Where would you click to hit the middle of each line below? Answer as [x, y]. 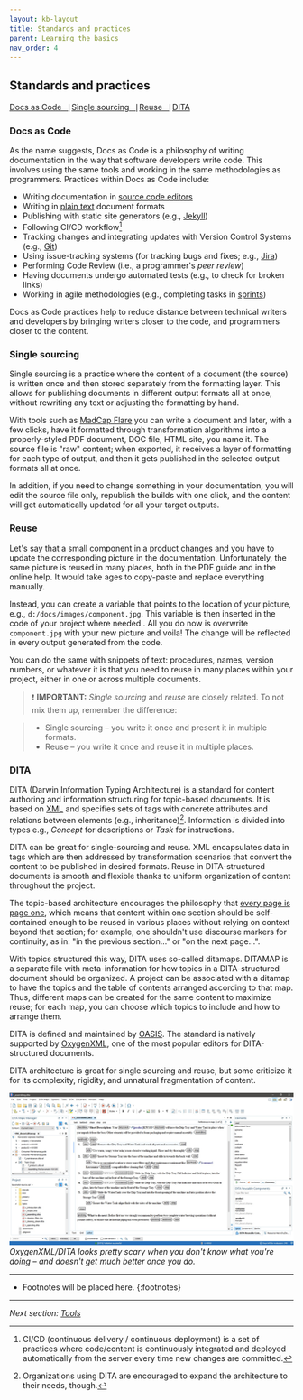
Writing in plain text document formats [93, 207]
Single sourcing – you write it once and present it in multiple [156, 728]
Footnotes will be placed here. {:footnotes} [102, 1287]
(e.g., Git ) [40, 246]
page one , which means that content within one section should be [132, 913]
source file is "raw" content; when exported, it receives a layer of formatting [151, 449]
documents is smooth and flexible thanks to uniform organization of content [150, 876]
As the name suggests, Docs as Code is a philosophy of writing [127, 151]
